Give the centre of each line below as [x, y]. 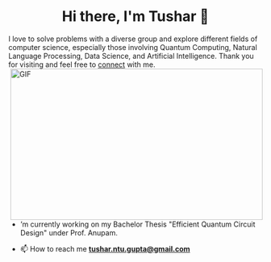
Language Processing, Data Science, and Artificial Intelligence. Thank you [131, 56]
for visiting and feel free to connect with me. [82, 64]
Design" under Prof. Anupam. [69, 232]
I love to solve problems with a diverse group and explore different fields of [133, 39]
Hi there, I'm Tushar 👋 [135, 17]
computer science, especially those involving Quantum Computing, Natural [133, 47]
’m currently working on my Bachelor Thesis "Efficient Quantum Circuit [138, 224]
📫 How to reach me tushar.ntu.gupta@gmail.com [105, 248]
